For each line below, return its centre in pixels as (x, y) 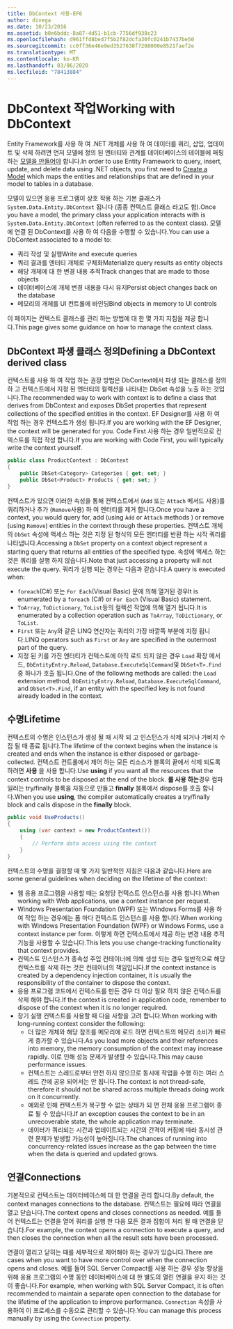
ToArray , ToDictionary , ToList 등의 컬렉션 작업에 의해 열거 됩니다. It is (112, 607)
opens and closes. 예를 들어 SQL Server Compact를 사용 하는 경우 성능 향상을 (115, 1268)
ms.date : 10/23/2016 (37, 26)
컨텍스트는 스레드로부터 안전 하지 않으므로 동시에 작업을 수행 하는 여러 (122, 1073)
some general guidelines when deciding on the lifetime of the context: (107, 878)
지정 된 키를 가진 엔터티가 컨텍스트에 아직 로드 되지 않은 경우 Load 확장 (112, 655)
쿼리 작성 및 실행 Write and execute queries (77, 254)
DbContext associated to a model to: (59, 240)
